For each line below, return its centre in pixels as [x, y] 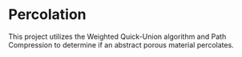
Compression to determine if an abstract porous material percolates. [121, 44]
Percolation [47, 15]
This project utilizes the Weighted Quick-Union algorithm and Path [117, 36]
